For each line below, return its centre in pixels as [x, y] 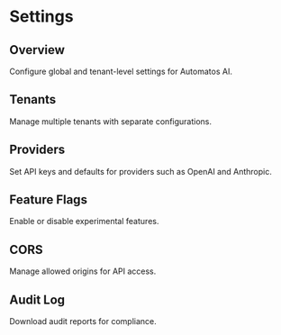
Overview [37, 50]
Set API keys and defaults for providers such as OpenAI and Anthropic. [140, 171]
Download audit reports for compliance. [83, 321]
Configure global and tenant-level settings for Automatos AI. [121, 71]
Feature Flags [49, 200]
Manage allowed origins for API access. [83, 271]
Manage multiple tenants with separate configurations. [111, 121]
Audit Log [37, 299]
